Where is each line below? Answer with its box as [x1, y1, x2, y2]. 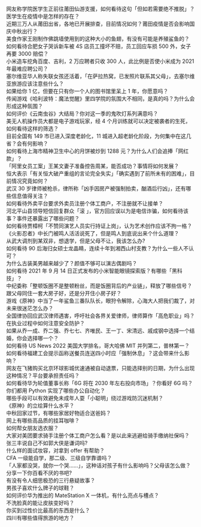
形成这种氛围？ [6, 102, 43, 110]
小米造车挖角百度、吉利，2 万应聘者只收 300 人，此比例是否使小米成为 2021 [6, 57, 194, 65]
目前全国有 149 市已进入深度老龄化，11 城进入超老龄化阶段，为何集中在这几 [6, 132, 191, 140]
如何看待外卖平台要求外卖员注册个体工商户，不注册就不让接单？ [6, 200, 163, 207]
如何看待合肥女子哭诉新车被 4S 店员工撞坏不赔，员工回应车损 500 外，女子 [6, 43, 191, 50]
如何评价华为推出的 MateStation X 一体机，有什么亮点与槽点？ [6, 492, 160, 499]
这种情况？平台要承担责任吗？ [6, 372, 80, 379]
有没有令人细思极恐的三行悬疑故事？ [6, 477, 96, 484]
